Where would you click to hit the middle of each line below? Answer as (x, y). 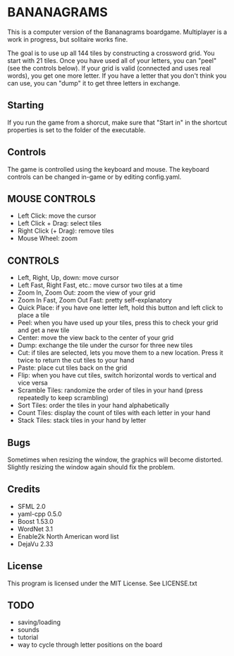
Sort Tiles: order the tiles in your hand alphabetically (93, 405)
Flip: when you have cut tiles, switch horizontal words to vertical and (117, 375)
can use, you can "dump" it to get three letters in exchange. (94, 83)
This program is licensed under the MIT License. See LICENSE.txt (102, 583)
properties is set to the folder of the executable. (76, 130)
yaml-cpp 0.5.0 (39, 514)
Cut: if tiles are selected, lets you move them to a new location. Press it (120, 353)
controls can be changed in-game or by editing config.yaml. (94, 177)
